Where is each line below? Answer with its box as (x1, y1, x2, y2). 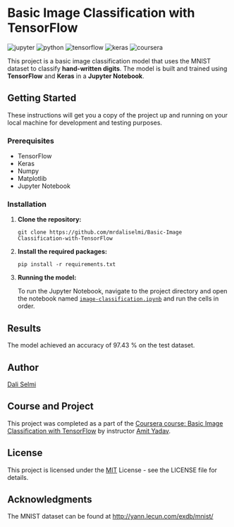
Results (7, 322, 42, 334)
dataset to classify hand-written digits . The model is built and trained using (7, 64, 228, 72)
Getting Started (7, 92, 77, 104)
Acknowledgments (7, 493, 93, 505)
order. (17, 302, 35, 310)
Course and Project (7, 400, 94, 412)
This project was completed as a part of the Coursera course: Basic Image (7, 419, 223, 427)
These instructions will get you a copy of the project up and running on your (7, 110, 228, 119)
